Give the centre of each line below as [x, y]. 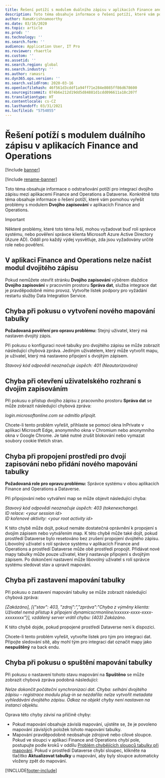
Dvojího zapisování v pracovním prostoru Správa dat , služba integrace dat [81, 285]
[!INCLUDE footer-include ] [31, 770]
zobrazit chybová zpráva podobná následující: [52, 680]
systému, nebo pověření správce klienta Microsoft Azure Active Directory [79, 234]
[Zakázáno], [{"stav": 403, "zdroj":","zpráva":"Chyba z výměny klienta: [77, 607]
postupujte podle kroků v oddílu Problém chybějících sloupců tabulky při [85, 745]
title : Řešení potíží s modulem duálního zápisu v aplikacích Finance [79, 10]
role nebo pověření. [25, 244]
